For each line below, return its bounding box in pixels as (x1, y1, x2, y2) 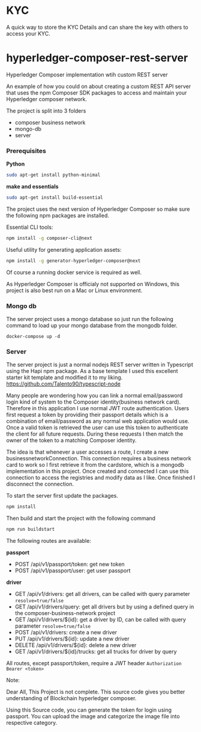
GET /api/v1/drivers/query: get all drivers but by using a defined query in (14, 603, 194, 610)
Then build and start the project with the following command (6, 515, 156, 522)
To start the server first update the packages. (6, 492, 118, 499)
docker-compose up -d (6, 333, 61, 339)
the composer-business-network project (14, 610, 116, 617)
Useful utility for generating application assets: (6, 246, 122, 253)
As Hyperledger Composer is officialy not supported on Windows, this (6, 280, 180, 287)
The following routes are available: (6, 537, 91, 545)
